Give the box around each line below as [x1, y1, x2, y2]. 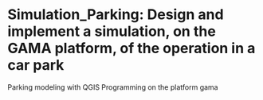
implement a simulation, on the [7, 22, 216, 40]
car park [7, 56, 65, 75]
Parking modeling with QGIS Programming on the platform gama [7, 82, 218, 92]
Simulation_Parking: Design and [7, 6, 224, 24]
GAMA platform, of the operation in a [7, 40, 256, 57]
